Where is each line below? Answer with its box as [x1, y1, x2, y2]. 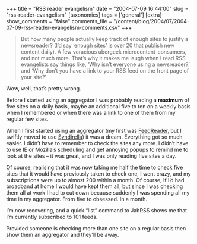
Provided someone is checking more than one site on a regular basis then [6, 225, 186, 232]
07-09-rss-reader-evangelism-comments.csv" [6, 24, 120, 31]
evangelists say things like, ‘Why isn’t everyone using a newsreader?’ [20, 61, 190, 68]
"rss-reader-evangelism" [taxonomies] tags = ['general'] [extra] [6, 11, 162, 18]
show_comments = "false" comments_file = [6, 18, 113, 24]
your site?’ [20, 74, 46, 80]
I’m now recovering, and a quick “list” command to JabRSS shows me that [6, 207, 188, 214]
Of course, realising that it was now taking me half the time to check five [6, 164, 183, 171]
